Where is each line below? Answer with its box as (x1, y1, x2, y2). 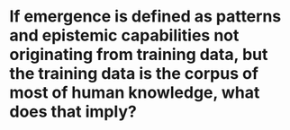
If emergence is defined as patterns (9, 6, 282, 27)
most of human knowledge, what (9, 82, 260, 103)
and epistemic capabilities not (9, 25, 240, 46)
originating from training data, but (9, 45, 268, 65)
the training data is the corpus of (9, 64, 259, 84)
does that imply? (9, 101, 137, 122)
